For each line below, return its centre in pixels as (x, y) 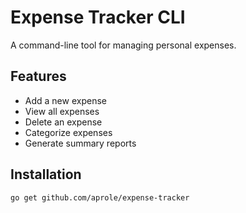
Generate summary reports (80, 143)
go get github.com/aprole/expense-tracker (100, 197)
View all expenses (62, 111)
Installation (46, 174)
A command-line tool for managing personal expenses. (123, 45)
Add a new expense (65, 100)
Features (38, 76)
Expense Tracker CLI (98, 17)
